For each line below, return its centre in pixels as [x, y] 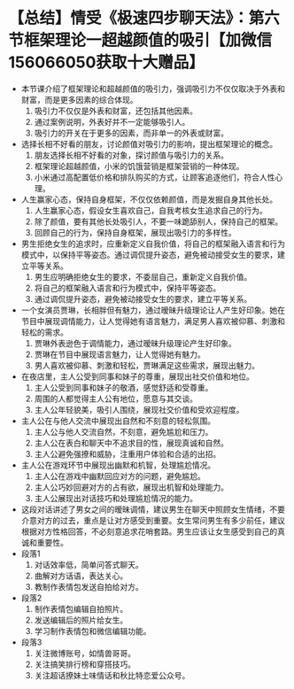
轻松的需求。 [44, 332]
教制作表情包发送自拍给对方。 [89, 586]
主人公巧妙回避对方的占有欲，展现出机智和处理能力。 [132, 487]
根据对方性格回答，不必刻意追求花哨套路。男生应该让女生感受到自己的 [149, 531]
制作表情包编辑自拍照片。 [81, 608]
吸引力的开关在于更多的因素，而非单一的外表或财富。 [132, 133]
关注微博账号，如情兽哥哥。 [85, 653]
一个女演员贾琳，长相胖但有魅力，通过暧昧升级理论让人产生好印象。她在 [153, 310]
